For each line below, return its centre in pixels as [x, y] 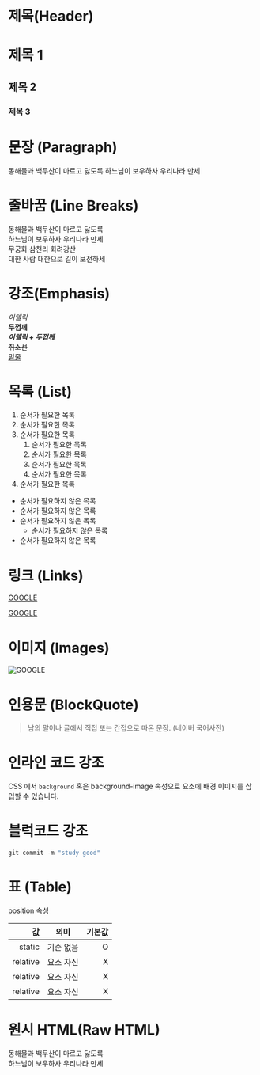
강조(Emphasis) [59, 293]
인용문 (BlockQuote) [74, 705]
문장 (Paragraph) [63, 147]
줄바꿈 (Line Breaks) [73, 205]
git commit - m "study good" [55, 853]
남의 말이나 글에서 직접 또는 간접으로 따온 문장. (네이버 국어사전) [126, 728]
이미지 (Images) [59, 648]
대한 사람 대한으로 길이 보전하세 [57, 259]
